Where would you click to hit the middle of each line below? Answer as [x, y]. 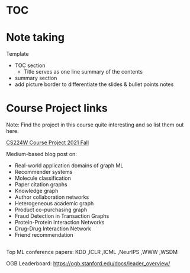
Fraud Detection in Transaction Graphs [62, 216]
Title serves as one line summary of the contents [83, 72]
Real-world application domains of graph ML [69, 166]
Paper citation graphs [41, 185]
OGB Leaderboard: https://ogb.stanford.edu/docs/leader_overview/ [88, 264]
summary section [36, 78]
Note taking [36, 38]
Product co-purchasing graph [51, 210]
